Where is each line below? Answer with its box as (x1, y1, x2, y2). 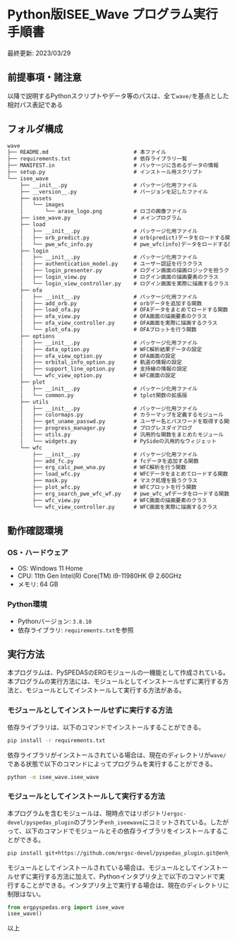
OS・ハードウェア (7, 547, 68, 557)
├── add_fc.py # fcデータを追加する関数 (32, 457, 199, 465)
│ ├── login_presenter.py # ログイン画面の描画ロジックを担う (20, 267, 224, 274)
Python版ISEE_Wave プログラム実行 (7, 6, 219, 23)
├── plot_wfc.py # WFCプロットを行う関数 (32, 484, 197, 491)
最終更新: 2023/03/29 (7, 49, 71, 57)
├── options (20, 333, 55, 340)
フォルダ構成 (7, 123, 63, 135)
